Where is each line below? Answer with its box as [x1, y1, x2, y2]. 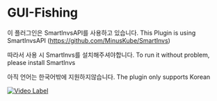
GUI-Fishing [7, 5, 79, 21]
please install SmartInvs [7, 58, 76, 66]
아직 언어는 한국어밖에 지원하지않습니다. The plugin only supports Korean [7, 73, 211, 81]
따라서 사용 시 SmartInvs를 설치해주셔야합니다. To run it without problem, [7, 50, 210, 59]
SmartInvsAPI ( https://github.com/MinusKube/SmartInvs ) [7, 36, 170, 44]
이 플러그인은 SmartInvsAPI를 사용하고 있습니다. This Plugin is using [7, 28, 196, 37]
